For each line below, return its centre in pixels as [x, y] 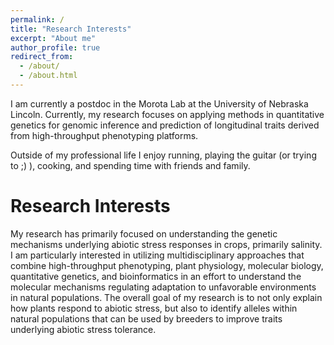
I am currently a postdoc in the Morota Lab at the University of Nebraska [159, 103]
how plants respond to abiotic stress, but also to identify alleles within [154, 308]
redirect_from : [42, 57]
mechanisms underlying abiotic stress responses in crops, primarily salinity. [166, 244]
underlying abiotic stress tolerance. [83, 329]
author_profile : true [55, 47]
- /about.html [48, 76]
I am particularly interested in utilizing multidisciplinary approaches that [157, 255]
